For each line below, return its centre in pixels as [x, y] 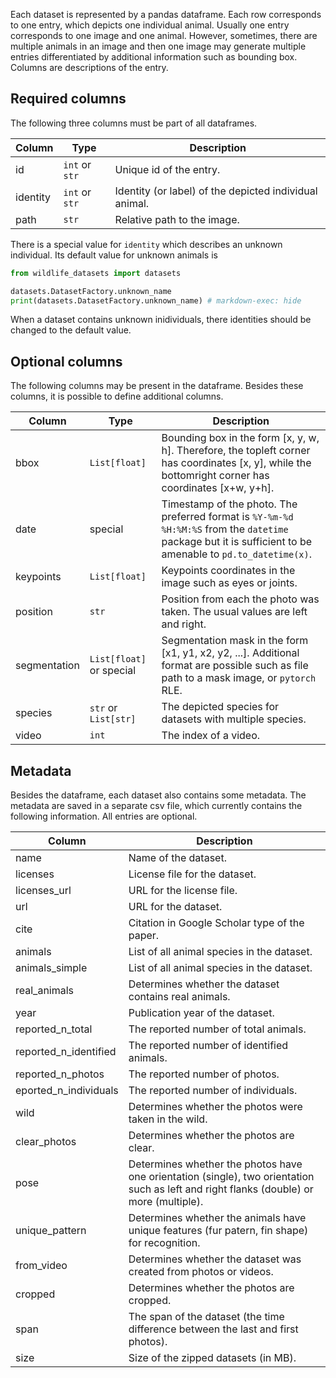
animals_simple [51, 968]
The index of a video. [211, 736]
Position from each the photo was [240, 599]
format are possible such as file [235, 666]
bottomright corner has [215, 476]
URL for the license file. [183, 891]
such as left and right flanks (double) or [221, 1189]
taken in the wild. [168, 1119]
